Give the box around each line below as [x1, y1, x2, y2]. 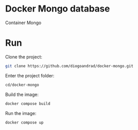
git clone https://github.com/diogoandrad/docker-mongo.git [5, 63, 134, 68]
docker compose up [5, 120, 44, 125]
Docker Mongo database [5, 3, 110, 15]
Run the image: [5, 110, 37, 116]
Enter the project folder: [5, 72, 55, 78]
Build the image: [5, 91, 39, 97]
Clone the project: [5, 54, 43, 60]
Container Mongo [5, 20, 42, 26]
